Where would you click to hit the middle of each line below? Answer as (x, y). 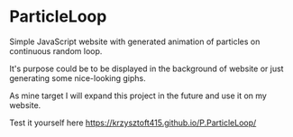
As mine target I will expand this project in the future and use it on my (138, 96)
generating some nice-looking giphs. (78, 78)
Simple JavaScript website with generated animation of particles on (135, 41)
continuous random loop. (56, 50)
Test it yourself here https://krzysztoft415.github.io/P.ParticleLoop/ (133, 123)
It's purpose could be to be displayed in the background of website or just (146, 68)
